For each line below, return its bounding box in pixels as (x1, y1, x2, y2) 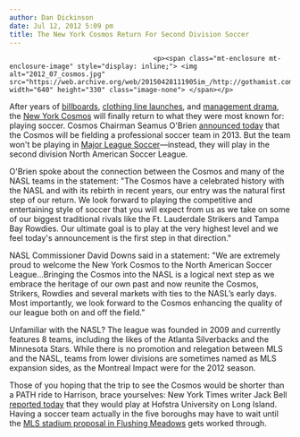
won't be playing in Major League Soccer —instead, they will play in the (9, 140, 271, 150)
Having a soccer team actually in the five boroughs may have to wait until (9, 408, 279, 419)
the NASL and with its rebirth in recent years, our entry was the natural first (9, 185, 286, 196)
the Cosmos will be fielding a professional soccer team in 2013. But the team (9, 130, 291, 141)
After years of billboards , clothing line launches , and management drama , (9, 101, 279, 112)
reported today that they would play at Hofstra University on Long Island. (9, 399, 278, 410)
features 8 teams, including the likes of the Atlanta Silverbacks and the (9, 334, 270, 345)
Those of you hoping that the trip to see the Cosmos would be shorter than (9, 380, 285, 390)
